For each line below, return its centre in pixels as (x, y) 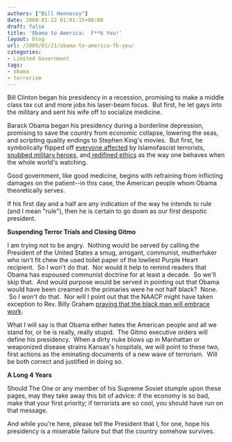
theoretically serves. (36, 190)
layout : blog (26, 39)
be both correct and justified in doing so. (65, 362)
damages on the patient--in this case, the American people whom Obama (112, 183)
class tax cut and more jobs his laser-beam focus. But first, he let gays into (115, 105)
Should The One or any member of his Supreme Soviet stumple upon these (114, 389)
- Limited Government (38, 59)
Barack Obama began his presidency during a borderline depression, (106, 126)
